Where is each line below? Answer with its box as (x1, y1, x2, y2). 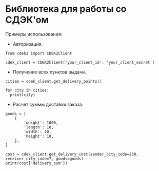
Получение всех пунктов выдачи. (12, 69, 86, 75)
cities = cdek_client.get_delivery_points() (5, 79, 102, 84)
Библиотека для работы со (5, 3, 127, 15)
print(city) (10, 92, 36, 98)
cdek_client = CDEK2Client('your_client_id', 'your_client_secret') (5, 60, 155, 65)
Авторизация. (12, 41, 43, 47)
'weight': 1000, (24, 120, 58, 125)
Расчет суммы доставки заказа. (12, 101, 84, 107)
